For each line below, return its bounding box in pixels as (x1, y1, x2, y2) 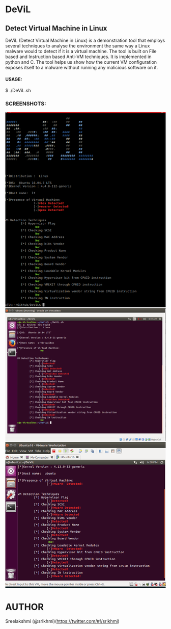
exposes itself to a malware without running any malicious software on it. (5, 65, 158, 70)
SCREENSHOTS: (5, 100, 46, 108)
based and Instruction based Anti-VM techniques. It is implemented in (5, 54, 152, 60)
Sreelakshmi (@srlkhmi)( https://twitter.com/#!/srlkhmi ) (5, 618, 120, 624)
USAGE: (5, 76, 22, 82)
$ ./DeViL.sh (5, 88, 32, 94)
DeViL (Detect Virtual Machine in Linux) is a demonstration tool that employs (5, 37, 165, 43)
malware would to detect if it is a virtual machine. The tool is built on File (5, 48, 157, 54)
